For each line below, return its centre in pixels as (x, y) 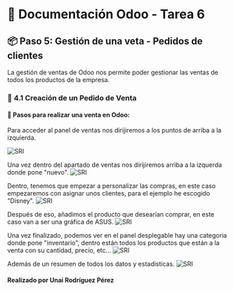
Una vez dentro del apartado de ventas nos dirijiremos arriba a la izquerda (115, 165)
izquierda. (22, 138)
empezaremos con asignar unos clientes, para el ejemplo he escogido (109, 194)
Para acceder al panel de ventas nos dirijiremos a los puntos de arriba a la (115, 130)
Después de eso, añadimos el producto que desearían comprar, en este (111, 215)
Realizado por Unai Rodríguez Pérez (61, 280)
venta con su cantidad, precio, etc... (59, 250)
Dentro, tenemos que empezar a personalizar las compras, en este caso (112, 186)
